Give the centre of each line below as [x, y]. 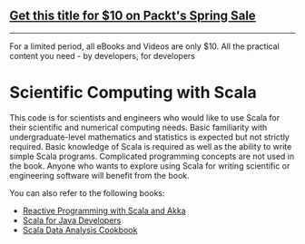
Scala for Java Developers [72, 220]
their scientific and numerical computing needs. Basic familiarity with [138, 127]
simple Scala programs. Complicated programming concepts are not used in [152, 156]
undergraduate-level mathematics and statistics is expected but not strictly [150, 137]
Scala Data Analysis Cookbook [80, 229]
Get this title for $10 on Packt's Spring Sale [133, 16]
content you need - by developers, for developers [102, 55]
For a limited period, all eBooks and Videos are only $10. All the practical [144, 46]
